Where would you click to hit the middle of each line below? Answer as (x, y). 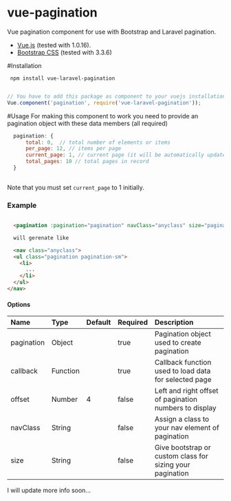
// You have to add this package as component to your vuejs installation (117, 96)
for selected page (183, 380)
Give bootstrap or (183, 447)
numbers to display (185, 408)
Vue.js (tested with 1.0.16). (54, 45)
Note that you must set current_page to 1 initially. (76, 187)
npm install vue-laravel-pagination (63, 78)
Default (99, 323)
